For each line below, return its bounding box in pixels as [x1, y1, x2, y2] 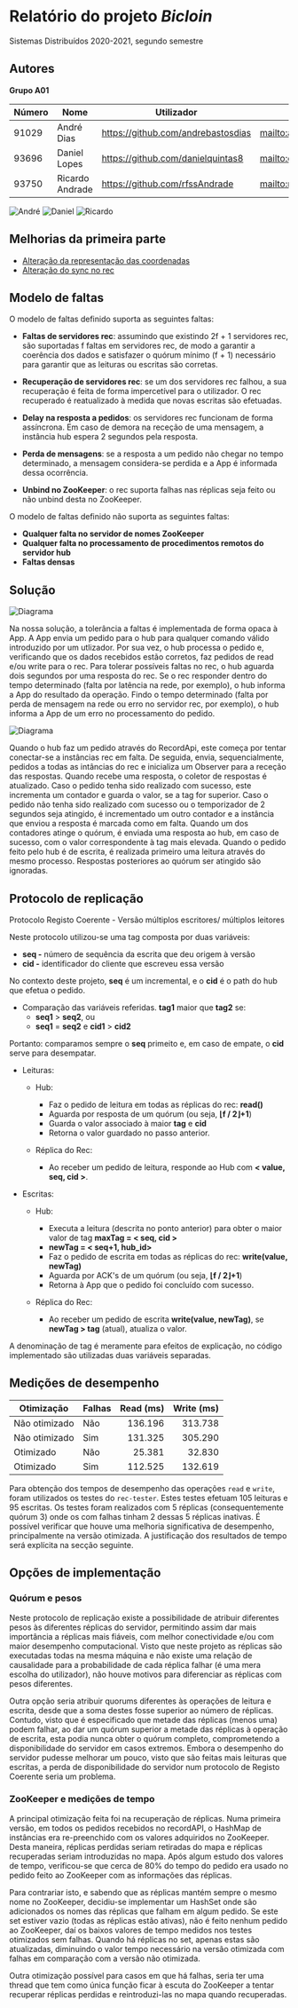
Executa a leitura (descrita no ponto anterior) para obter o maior [48, 1223, 282, 1233]
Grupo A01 [9, 84, 50, 95]
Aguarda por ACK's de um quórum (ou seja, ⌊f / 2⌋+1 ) [48, 1270, 243, 1280]
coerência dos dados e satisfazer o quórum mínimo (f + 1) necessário [21, 350, 277, 360]
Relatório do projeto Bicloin [9, 6, 213, 27]
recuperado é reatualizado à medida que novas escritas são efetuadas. [21, 395, 282, 406]
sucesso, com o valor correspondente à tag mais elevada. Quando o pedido [9, 837, 286, 848]
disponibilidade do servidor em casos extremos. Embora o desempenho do [9, 1743, 284, 1753]
